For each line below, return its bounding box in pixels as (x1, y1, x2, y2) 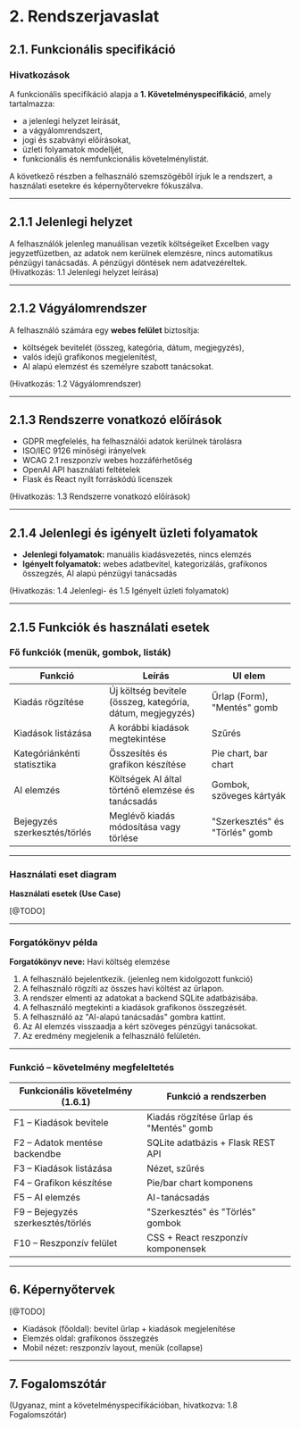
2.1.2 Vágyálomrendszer (9, 301, 147, 316)
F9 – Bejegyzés (13, 1205, 79, 1217)
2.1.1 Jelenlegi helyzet (9, 214, 133, 229)
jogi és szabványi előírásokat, (21, 134, 131, 145)
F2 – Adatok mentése (13, 1136, 103, 1149)
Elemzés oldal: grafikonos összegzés (21, 1333, 159, 1343)
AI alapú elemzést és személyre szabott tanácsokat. (21, 361, 214, 371)
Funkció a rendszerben (166, 1090, 267, 1102)
